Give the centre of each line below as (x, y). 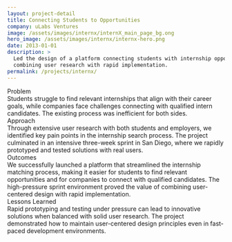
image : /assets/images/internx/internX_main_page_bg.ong (91, 33)
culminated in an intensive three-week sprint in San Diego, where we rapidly (116, 142)
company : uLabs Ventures (43, 26)
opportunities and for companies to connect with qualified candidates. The (113, 179)
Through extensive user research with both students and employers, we (109, 128)
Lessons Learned (32, 201)
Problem (19, 91)
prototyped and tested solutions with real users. (75, 150)
